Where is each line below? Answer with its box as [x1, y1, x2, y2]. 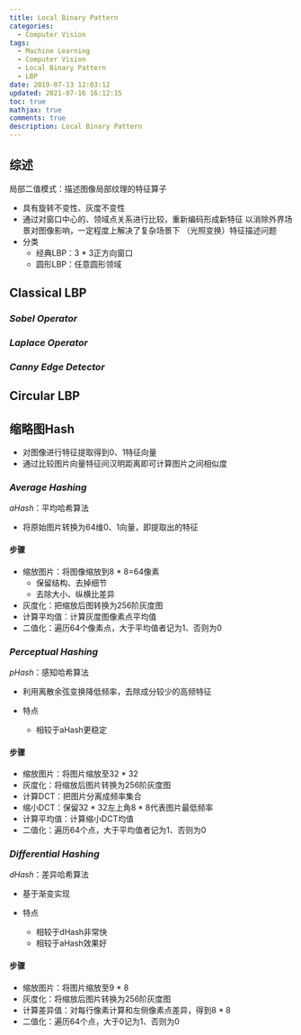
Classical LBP [9, 286, 87, 301]
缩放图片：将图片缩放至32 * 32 [22, 768, 139, 779]
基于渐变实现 [22, 888, 70, 899]
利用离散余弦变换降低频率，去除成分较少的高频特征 [22, 685, 212, 696]
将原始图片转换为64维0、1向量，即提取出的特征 [22, 522, 199, 532]
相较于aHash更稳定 [35, 724, 108, 735]
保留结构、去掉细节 [35, 577, 108, 588]
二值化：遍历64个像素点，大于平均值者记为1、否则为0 [22, 622, 223, 633]
